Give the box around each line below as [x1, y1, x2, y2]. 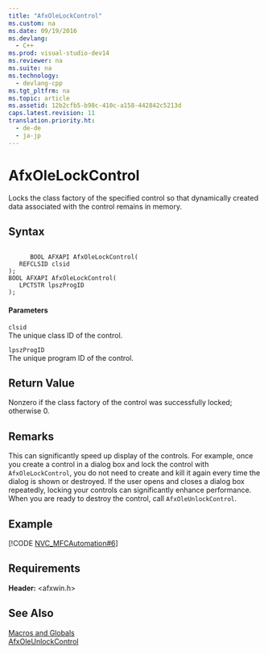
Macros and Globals [8, 627, 75, 637]
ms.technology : [8, 72, 60, 80]
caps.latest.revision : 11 [8, 110, 95, 118]
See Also [8, 606, 54, 620]
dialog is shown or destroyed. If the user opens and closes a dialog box [8, 477, 245, 486]
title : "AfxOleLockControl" [8, 11, 103, 20]
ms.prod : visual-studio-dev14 [8, 49, 110, 57]
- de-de [15, 124, 42, 132]
